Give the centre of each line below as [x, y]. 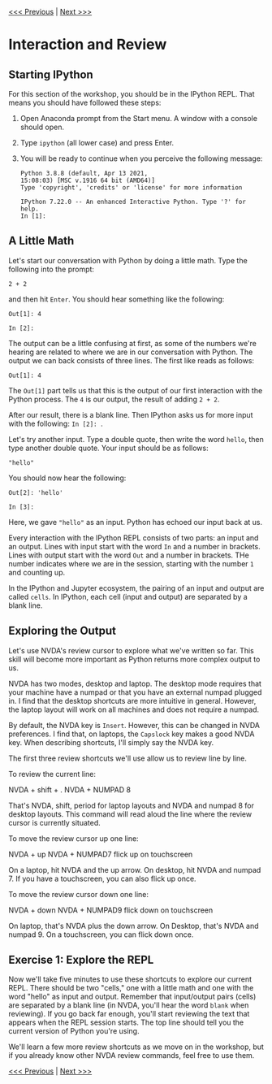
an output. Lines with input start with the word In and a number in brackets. [135, 546]
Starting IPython [51, 74]
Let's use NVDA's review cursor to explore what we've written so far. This [131, 650]
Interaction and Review [88, 45]
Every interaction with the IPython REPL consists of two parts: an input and [134, 538]
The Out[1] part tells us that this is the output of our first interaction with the [136, 390]
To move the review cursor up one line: [74, 838]
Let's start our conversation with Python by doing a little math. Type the [128, 260]
